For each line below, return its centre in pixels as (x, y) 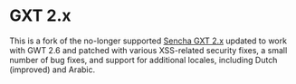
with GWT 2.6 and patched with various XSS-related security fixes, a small (148, 50)
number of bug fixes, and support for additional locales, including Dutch (143, 60)
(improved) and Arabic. (53, 70)
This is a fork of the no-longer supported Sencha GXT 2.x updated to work (148, 41)
